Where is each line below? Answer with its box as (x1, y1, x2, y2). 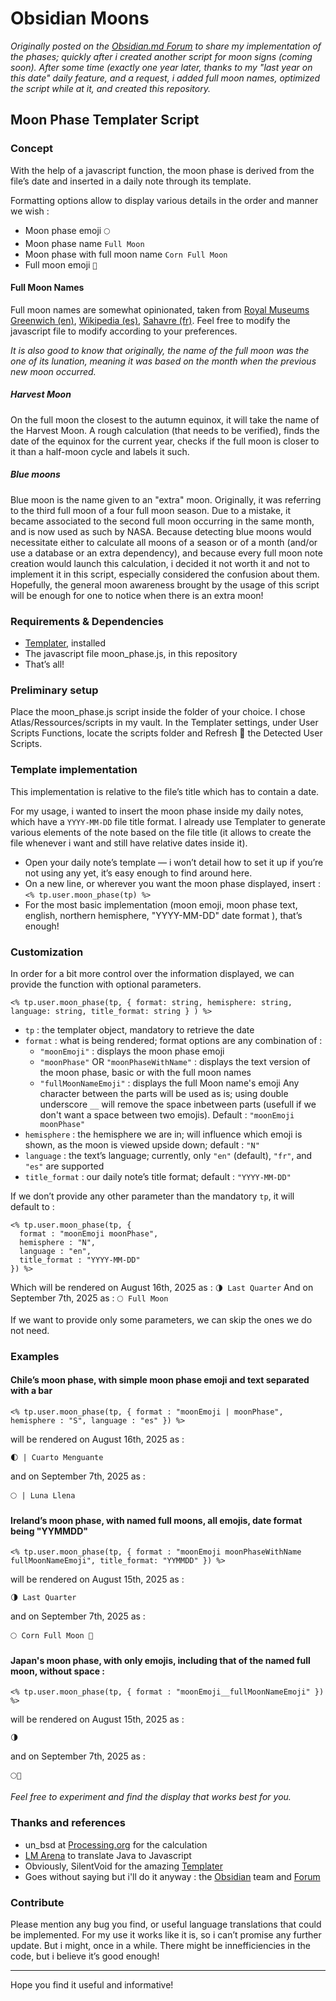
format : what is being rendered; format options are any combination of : (24, 1034, 323, 1046)
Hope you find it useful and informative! (10, 1979, 174, 1991)
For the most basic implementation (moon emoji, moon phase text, (24, 898, 298, 911)
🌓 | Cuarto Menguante (10, 1453, 104, 1463)
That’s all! (24, 658, 65, 671)
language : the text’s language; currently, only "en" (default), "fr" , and (24, 1149, 313, 1161)
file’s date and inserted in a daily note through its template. (10, 175, 252, 187)
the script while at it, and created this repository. (10, 82, 211, 94)
